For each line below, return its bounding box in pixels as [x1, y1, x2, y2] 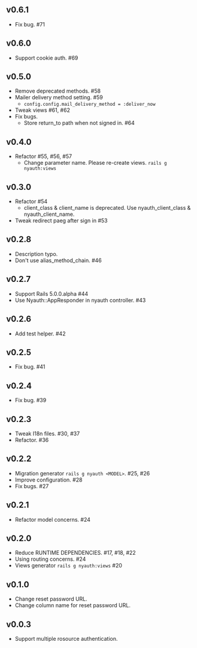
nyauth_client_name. [23, 210, 75, 218]
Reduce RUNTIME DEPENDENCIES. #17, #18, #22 [14, 549, 136, 557]
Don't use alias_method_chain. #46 [14, 257, 102, 264]
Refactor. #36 [14, 436, 49, 444]
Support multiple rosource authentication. [14, 635, 118, 642]
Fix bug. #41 [14, 363, 46, 370]
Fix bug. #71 [14, 20, 45, 28]
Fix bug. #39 [14, 397, 47, 404]
